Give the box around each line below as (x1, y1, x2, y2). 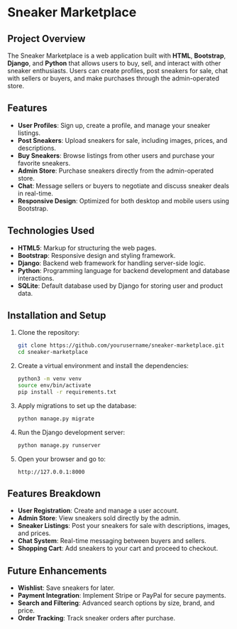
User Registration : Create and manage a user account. (17, 506, 179, 515)
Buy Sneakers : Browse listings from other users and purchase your (17, 151, 215, 160)
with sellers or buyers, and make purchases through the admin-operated (7, 74, 220, 82)
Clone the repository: (17, 328, 80, 337)
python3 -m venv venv (17, 375, 82, 382)
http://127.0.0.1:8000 (17, 468, 85, 475)
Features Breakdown (7, 488, 101, 500)
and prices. (17, 529, 51, 537)
